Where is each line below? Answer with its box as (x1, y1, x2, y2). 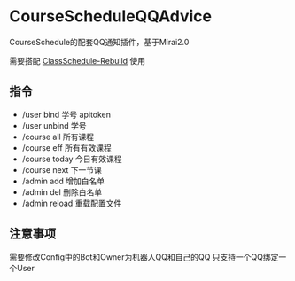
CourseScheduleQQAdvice (9, 6, 213, 27)
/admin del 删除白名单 (21, 186, 103, 197)
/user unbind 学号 (21, 120, 87, 130)
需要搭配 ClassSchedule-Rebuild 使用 (9, 55, 146, 66)
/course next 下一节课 (21, 164, 102, 175)
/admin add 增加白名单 (21, 176, 105, 186)
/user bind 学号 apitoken (21, 109, 112, 120)
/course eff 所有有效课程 (21, 142, 113, 152)
